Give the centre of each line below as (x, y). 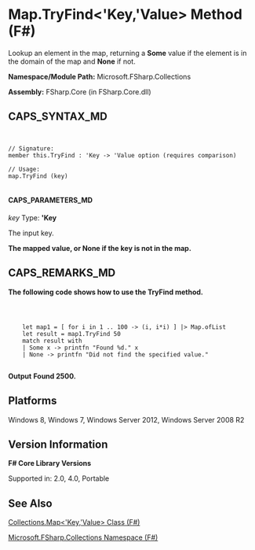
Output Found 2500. (42, 376)
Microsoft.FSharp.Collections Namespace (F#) (83, 537)
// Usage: (24, 169)
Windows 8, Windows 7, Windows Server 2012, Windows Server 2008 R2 (126, 419)
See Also (30, 503)
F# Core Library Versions (50, 463)
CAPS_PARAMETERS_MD (50, 200)
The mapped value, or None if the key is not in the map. (100, 248)
